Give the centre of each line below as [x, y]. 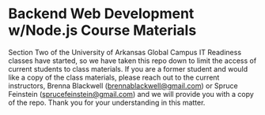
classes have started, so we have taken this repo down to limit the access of [132, 61]
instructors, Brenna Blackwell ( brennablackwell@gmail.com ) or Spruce [123, 85]
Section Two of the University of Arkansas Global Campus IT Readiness [125, 52]
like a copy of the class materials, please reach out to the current [114, 77]
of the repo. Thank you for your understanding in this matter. [107, 102]
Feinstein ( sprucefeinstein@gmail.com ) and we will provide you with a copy [131, 94]
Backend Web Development [101, 14]
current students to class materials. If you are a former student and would [128, 69]
